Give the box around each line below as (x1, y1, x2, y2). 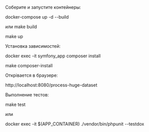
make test (5, 101, 26, 107)
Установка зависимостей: (5, 43, 61, 49)
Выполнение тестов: (5, 92, 49, 97)
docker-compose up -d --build (5, 14, 69, 20)
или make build (5, 24, 37, 30)
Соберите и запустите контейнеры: (5, 5, 82, 10)
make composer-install (5, 63, 53, 68)
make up (5, 34, 24, 39)
